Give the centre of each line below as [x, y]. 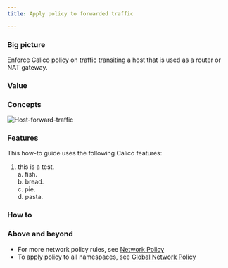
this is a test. [36, 167]
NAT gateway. [27, 67]
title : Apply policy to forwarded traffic [70, 14]
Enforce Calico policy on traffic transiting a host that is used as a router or [114, 60]
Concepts [25, 104]
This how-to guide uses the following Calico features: [85, 153]
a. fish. [27, 174]
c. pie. [26, 189]
